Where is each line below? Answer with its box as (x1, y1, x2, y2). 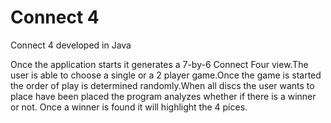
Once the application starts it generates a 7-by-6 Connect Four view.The (10, 58, 309, 70)
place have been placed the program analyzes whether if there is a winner (10, 90, 317, 102)
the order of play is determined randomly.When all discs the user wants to (10, 79, 315, 91)
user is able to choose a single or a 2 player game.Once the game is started (10, 69, 322, 81)
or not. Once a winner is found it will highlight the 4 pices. (10, 101, 248, 113)
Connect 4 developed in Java (10, 39, 132, 51)
